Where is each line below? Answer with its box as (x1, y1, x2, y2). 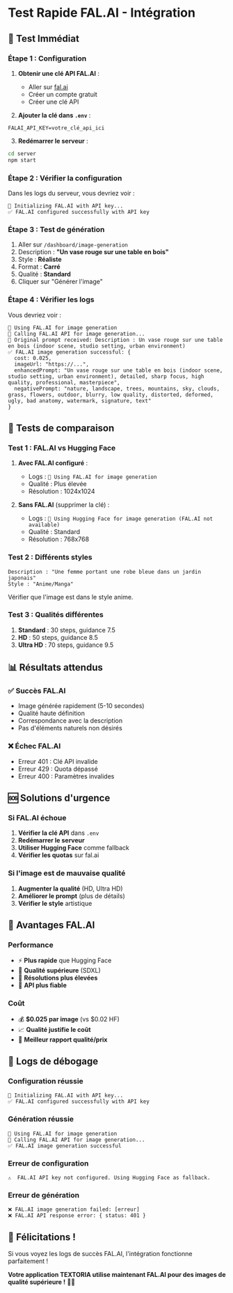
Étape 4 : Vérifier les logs (8, 295, 95, 304)
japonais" (8, 574, 37, 581)
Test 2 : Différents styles (8, 552, 93, 562)
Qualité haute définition (17, 709, 86, 718)
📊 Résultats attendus (8, 661, 103, 673)
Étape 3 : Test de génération (8, 224, 105, 234)
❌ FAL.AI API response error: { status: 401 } (8, 1212, 146, 1219)
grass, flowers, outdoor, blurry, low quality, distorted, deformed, (8, 391, 214, 398)
